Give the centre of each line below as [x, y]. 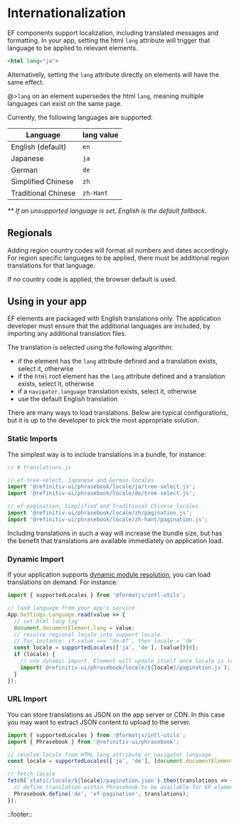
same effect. [26, 82]
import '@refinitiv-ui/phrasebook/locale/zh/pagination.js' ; [100, 513]
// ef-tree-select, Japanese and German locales [81, 480]
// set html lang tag [46, 621]
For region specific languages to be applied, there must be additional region [118, 258]
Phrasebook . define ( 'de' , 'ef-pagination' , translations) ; [102, 794]
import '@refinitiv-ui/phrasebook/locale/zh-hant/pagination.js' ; [108, 519]
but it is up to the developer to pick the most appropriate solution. [103, 421]
